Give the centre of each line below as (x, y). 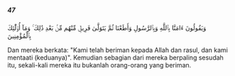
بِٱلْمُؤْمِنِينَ (20, 36)
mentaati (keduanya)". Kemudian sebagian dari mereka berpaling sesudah (115, 58)
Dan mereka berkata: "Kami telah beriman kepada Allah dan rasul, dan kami (118, 50)
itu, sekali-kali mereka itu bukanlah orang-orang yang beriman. (99, 65)
